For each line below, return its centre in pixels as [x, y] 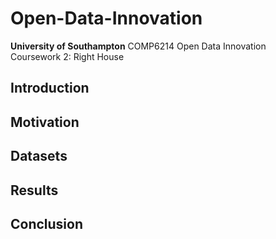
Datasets [39, 156]
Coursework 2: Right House [67, 56]
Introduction [50, 88]
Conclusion [47, 223]
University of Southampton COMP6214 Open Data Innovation [138, 46]
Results [34, 190]
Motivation [45, 122]
